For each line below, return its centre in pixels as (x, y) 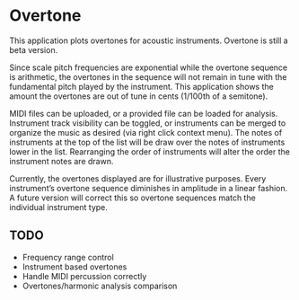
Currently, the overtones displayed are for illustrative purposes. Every (138, 178)
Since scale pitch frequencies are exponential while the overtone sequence (149, 67)
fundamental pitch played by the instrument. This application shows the (141, 86)
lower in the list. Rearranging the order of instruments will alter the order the (149, 151)
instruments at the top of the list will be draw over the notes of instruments (147, 142)
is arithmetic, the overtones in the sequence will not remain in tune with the (148, 76)
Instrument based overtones (75, 267)
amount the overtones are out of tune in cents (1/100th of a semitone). (139, 96)
